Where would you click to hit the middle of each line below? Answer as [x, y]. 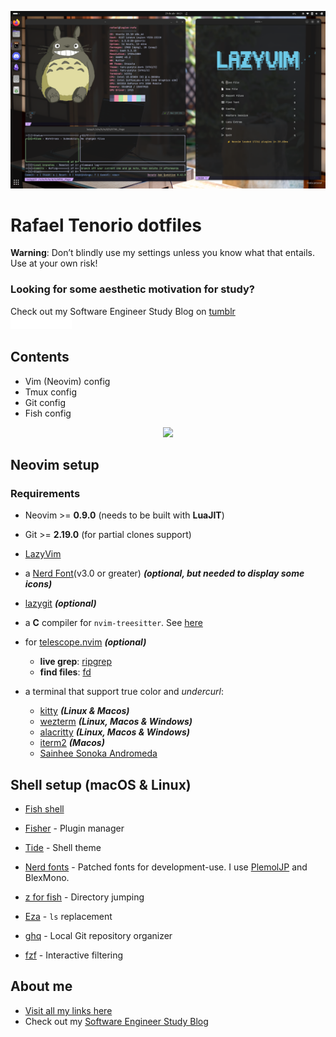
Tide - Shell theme [63, 848]
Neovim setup [55, 464]
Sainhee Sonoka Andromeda [98, 753]
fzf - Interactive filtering [74, 955]
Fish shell [44, 809]
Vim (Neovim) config [67, 381]
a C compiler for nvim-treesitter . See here [113, 623]
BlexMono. [47, 878]
